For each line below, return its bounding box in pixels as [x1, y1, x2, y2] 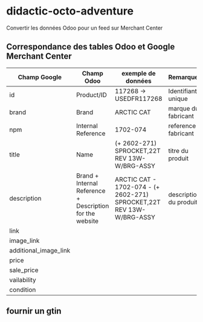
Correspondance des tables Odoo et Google [6, 42, 175, 52]
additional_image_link [9, 246, 71, 254]
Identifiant [168, 86, 198, 95]
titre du [168, 146, 188, 155]
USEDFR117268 [114, 94, 163, 103]
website [76, 216, 98, 225]
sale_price [9, 266, 39, 274]
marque [168, 104, 190, 112]
